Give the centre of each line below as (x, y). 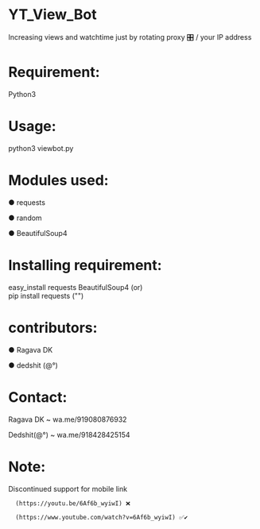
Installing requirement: (85, 265)
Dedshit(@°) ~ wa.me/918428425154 (69, 434)
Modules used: (58, 180)
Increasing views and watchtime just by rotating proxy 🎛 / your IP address (130, 37)
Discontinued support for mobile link (68, 488)
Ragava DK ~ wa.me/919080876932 (68, 419)
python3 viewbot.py (41, 148)
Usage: (33, 127)
